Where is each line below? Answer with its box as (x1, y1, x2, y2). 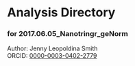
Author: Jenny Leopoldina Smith (7, 44, 98, 52)
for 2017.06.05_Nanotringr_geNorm (7, 29, 128, 39)
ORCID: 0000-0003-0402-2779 (7, 52, 97, 60)
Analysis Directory (7, 5, 116, 20)
